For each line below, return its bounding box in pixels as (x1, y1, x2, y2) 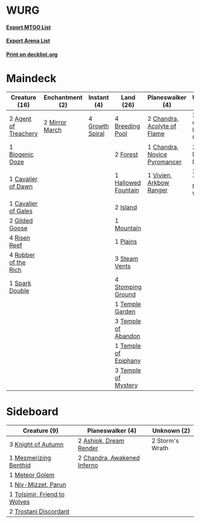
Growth (88, 122, 109, 130)
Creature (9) (23, 427, 59, 435)
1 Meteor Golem (9, 471, 55, 479)
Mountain (114, 224, 142, 232)
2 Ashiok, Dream (77, 436, 125, 444)
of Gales (9, 207, 33, 215)
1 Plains (114, 237, 137, 245)
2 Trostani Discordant (9, 507, 70, 515)
